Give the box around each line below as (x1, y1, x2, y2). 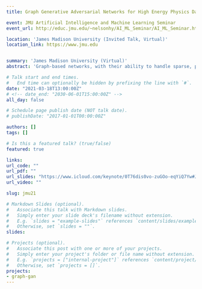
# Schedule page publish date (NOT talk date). (6, 108, 128, 114)
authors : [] (6, 124, 36, 130)
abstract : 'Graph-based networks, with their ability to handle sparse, (6, 64, 192, 70)
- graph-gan (6, 273, 36, 280)
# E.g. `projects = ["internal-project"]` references (6, 256, 149, 263)
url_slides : (6, 174, 36, 180)
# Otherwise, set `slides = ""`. (6, 223, 96, 229)
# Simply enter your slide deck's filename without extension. (6, 212, 173, 219)
